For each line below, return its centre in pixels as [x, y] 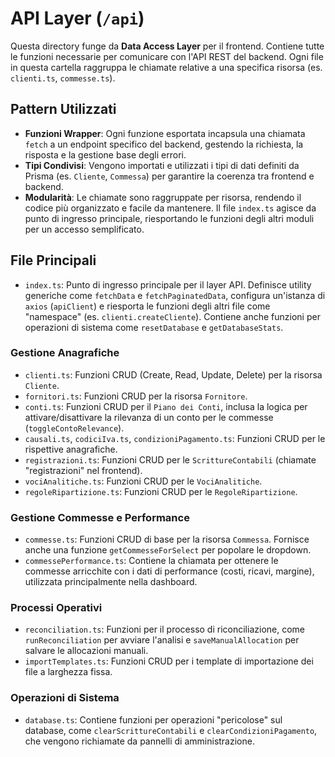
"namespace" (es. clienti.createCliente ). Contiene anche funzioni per [172, 316]
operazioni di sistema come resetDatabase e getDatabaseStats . [154, 327]
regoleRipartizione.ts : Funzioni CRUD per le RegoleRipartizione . [161, 491]
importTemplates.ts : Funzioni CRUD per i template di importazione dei [169, 661]
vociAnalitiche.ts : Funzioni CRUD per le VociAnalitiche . [143, 481]
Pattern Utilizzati [63, 109]
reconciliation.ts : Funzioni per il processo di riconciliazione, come [164, 629]
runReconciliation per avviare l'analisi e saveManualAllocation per [162, 640]
